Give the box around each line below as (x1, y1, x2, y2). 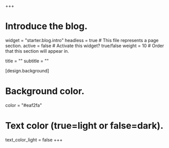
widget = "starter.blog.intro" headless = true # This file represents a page (5, 37, 159, 43)
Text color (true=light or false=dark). (5, 120, 163, 132)
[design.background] (5, 67, 49, 73)
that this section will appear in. (5, 48, 70, 54)
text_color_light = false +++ (5, 136, 63, 142)
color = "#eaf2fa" (5, 102, 42, 108)
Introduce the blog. (5, 21, 88, 32)
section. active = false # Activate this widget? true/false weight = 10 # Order (5, 43, 164, 49)
